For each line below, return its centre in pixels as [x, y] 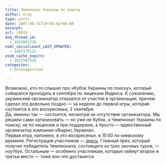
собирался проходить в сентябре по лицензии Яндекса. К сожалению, [80, 93]
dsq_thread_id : [21, 38]
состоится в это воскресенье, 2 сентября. [50, 109]
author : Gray [19, 14]
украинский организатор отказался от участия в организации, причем [80, 99]
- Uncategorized [26, 70]
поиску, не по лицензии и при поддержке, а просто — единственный [78, 125]
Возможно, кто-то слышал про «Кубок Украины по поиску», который [79, 88]
